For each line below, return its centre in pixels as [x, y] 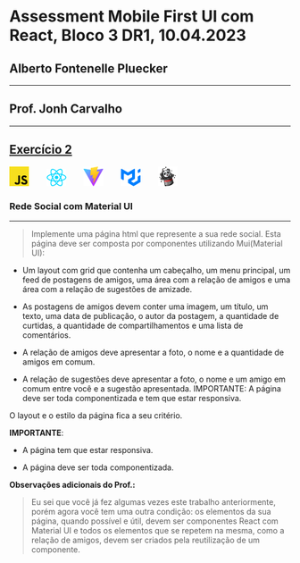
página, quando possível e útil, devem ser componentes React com [154, 521]
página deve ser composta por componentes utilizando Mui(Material [157, 244]
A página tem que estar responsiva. [87, 450]
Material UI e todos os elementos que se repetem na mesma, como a [158, 531]
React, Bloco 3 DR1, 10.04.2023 [128, 35]
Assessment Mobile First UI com [132, 17]
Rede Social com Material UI [71, 206]
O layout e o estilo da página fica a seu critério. [96, 416]
